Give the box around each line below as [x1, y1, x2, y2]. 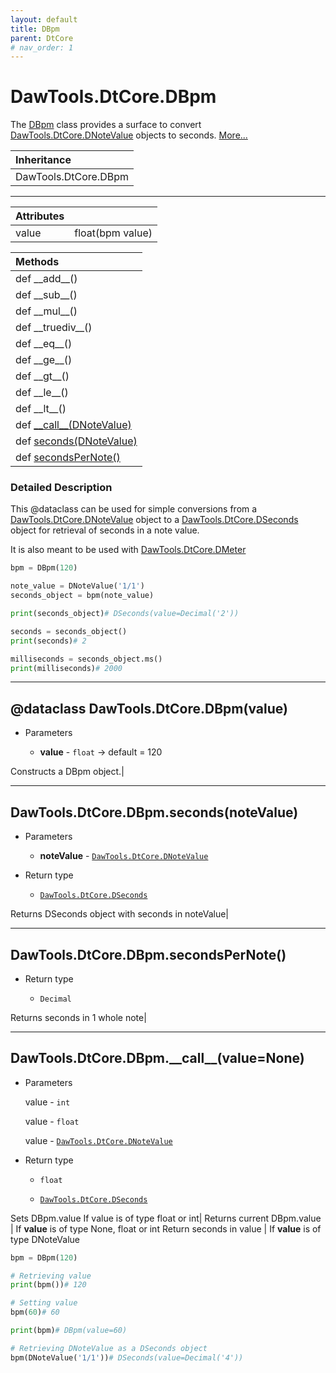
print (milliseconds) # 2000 [10, 663, 123, 673]
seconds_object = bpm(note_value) [10, 591, 155, 601]
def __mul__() [15, 304, 78, 318]
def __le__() [15, 386, 69, 400]
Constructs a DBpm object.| [10, 766, 125, 778]
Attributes [15, 209, 65, 223]
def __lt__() [15, 402, 67, 416]
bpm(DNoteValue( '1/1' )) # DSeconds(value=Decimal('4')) [10, 1352, 244, 1363]
